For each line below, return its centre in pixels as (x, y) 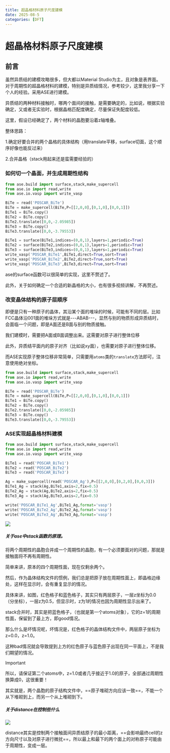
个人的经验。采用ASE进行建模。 (38, 92)
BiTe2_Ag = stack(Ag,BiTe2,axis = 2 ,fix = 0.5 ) (52, 491)
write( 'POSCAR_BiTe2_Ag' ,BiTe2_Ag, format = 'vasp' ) (59, 510)
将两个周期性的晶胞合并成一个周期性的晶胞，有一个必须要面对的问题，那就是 (85, 550)
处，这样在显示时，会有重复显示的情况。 (47, 584)
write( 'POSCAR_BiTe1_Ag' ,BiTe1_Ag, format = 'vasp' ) (59, 505)
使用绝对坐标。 (25, 363)
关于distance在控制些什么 (32, 709)
